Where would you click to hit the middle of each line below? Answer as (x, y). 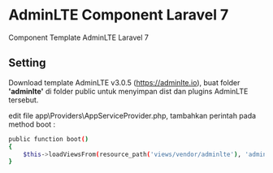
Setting (27, 63)
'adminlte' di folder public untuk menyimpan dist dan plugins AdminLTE (128, 91)
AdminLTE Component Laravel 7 (119, 15)
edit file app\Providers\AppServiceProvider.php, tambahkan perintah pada (132, 115)
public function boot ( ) (49, 139)
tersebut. (24, 100)
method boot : (32, 124)
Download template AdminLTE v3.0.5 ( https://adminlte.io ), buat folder (124, 82)
